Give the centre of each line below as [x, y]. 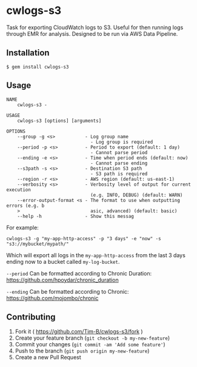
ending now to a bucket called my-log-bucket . [63, 261]
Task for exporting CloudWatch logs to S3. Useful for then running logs [95, 27]
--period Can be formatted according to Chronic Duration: [79, 273]
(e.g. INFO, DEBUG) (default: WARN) [136, 195]
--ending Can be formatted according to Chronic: [68, 291]
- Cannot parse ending [119, 163]
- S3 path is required [119, 173]
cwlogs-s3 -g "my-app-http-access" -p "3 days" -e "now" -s [84, 238]
